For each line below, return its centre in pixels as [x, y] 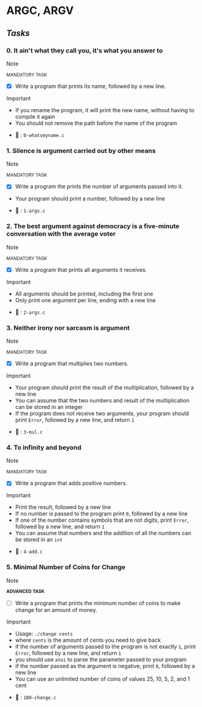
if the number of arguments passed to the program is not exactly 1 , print [105, 646]
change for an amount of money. [56, 609]
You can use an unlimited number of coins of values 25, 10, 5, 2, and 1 [103, 679]
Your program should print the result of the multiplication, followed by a [104, 388]
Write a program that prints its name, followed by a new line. [90, 86]
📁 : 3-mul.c [29, 432]
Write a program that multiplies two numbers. [72, 363]
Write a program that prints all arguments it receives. [81, 269]
